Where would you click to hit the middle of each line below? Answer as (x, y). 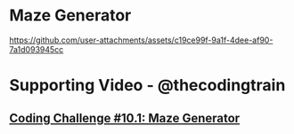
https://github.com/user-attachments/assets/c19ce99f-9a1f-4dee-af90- (141, 40)
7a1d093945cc (37, 49)
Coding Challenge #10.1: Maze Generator (125, 118)
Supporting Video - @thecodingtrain (147, 86)
